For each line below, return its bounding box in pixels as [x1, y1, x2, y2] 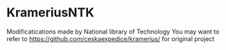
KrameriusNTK [6, 5, 95, 21]
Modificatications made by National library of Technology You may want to [6, 27, 220, 36]
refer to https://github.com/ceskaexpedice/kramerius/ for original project [6, 34, 215, 42]
